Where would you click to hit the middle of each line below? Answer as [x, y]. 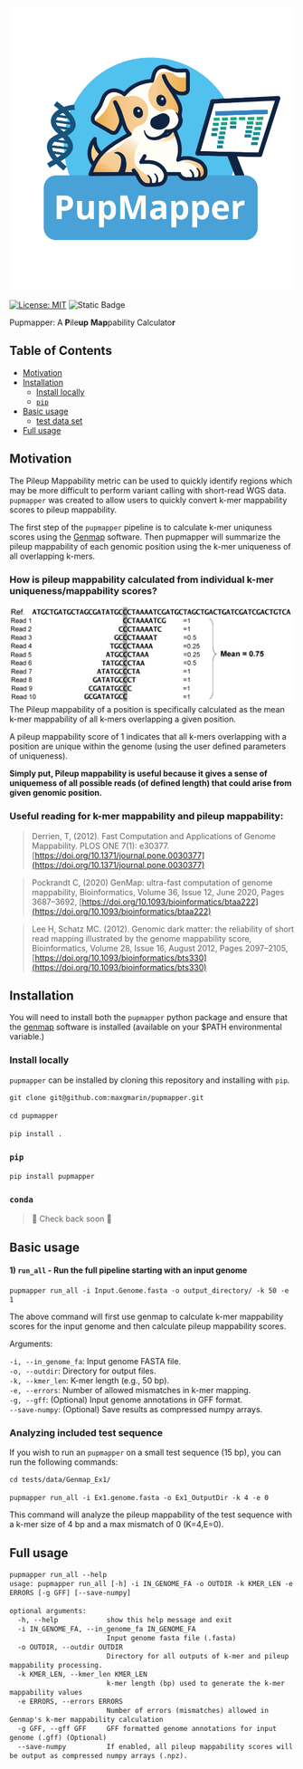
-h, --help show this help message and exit [125, 1620]
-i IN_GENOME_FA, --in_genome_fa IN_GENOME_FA [107, 1629]
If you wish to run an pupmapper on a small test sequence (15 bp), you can [146, 1453]
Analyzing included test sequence [86, 1432]
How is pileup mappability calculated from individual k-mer [142, 579]
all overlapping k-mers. [52, 556]
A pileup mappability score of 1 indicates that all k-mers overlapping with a [148, 737]
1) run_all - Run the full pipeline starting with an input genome [128, 1270]
